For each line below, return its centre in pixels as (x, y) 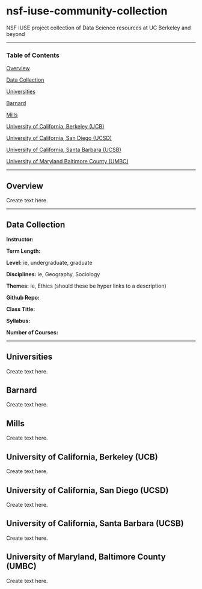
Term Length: (23, 251)
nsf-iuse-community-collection (87, 11)
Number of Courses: (32, 332)
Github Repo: (23, 297)
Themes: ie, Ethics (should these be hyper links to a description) (86, 286)
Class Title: (21, 309)
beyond (16, 34)
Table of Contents (33, 55)
